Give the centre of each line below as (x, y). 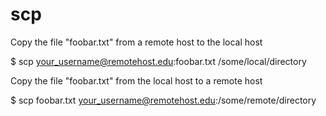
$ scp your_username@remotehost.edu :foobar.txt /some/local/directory (158, 61)
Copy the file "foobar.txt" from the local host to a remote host (136, 80)
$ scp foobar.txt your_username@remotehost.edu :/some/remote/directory (163, 100)
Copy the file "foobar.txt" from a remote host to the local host (136, 42)
